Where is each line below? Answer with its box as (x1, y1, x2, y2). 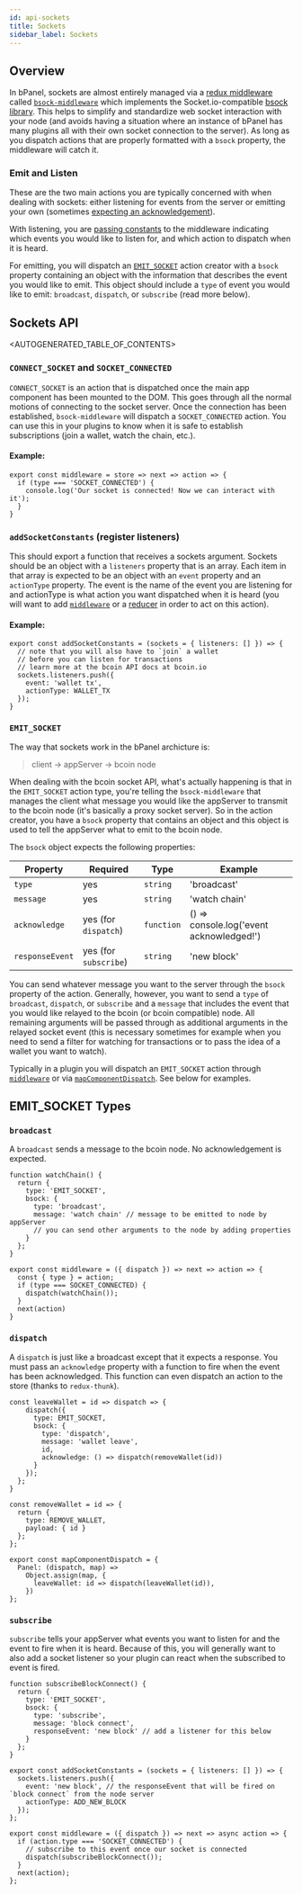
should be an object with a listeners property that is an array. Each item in (9, 561, 287, 571)
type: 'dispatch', (41, 1429, 111, 1438)
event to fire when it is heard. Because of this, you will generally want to (9, 1643, 276, 1654)
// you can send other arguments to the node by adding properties (32, 1225, 292, 1235)
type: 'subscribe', (32, 1710, 106, 1719)
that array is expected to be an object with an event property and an (9, 570, 262, 581)
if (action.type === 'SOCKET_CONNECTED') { (17, 1836, 182, 1845)
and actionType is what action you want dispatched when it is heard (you (9, 589, 280, 600)
